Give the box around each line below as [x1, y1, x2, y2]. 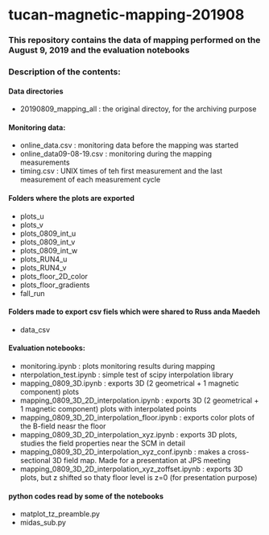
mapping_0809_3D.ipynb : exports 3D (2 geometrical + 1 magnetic [19, 378, 239, 388]
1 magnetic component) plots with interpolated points [19, 404, 197, 414]
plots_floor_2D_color [19, 271, 89, 281]
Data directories [8, 86, 64, 96]
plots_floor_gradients [19, 280, 90, 290]
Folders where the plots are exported [8, 194, 134, 203]
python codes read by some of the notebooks [8, 491, 163, 501]
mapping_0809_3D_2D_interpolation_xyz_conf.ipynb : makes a [19, 447, 226, 457]
